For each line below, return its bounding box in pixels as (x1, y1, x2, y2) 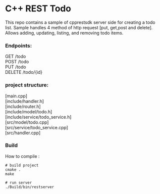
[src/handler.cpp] (5, 130, 41, 136)
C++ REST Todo (5, 3, 71, 14)
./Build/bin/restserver (5, 184, 54, 190)
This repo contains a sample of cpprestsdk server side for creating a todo (5, 19, 156, 25)
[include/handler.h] (5, 98, 44, 104)
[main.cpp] (5, 93, 28, 99)
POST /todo (5, 59, 29, 65)
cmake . (5, 167, 21, 172)
